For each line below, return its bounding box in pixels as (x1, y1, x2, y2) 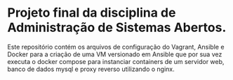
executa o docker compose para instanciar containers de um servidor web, (7, 57, 225, 65)
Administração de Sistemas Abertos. (7, 19, 227, 35)
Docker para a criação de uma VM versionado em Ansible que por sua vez (7, 50, 222, 58)
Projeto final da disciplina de (7, 5, 176, 21)
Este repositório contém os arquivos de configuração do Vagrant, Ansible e (7, 42, 225, 51)
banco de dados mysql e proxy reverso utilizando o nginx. (7, 65, 175, 73)
